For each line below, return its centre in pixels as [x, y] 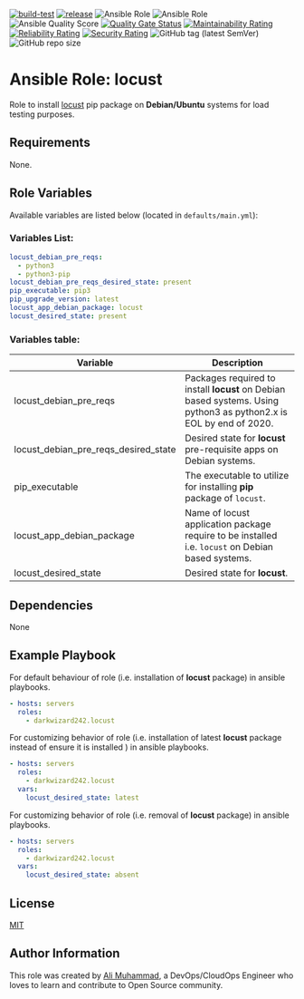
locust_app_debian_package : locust [76, 308]
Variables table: [45, 339]
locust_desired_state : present [68, 316]
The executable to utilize [237, 476]
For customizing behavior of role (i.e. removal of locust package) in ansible [149, 815]
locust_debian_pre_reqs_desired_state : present [101, 282]
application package [228, 524]
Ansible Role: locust [86, 79]
